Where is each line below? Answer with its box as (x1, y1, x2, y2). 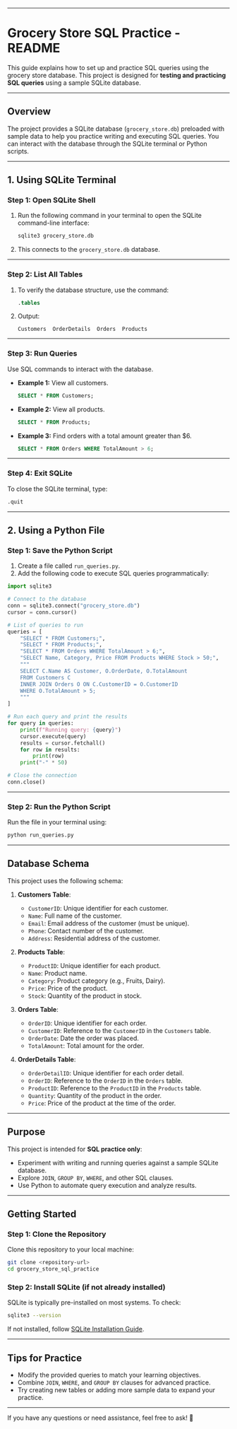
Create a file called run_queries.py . (17, 561, 121, 570)
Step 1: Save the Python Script (7, 545, 113, 555)
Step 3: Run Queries (7, 349, 78, 358)
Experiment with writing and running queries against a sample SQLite (17, 1158, 219, 1167)
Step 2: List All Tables (7, 269, 83, 279)
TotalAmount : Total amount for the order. (28, 1041, 145, 1050)
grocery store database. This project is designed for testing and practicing (7, 71, 226, 79)
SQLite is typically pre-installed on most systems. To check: (7, 1298, 181, 1307)
